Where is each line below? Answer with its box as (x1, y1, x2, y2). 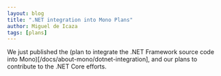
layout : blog (7, 10, 44, 17)
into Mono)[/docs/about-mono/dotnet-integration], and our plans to (7, 55, 198, 64)
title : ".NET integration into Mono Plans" (7, 16, 133, 23)
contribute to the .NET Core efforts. (7, 62, 107, 71)
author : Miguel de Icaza (7, 23, 78, 29)
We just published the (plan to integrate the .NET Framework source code (7, 48, 214, 56)
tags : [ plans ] (7, 29, 48, 36)
